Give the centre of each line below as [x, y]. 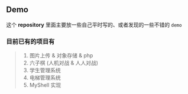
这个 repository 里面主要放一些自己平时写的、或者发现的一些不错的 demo [94, 25]
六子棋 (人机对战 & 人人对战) [64, 63]
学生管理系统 [45, 70]
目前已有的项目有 [30, 41]
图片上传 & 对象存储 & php [61, 56]
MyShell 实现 [45, 85]
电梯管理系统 [45, 78]
